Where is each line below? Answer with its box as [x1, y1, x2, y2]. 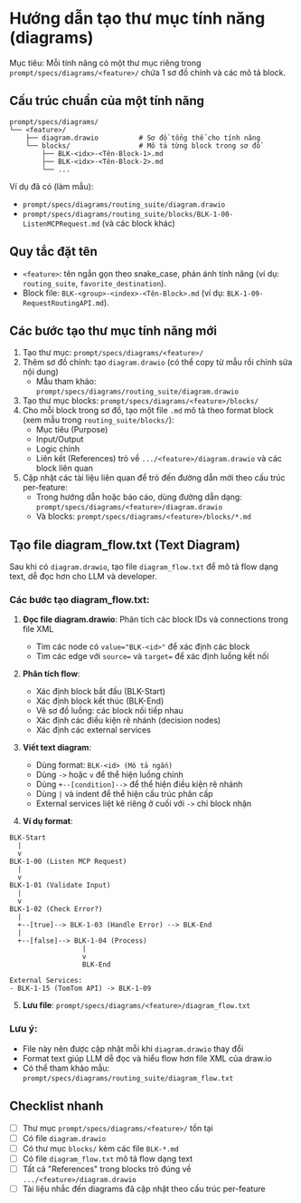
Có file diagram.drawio [22, 1132, 107, 1143]
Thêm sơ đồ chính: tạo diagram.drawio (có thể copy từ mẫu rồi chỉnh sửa [22, 357, 293, 368]
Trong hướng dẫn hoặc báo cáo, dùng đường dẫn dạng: [35, 491, 242, 502]
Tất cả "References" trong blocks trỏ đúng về [22, 1163, 192, 1174]
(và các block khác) [101, 218, 176, 228]
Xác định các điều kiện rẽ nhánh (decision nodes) [35, 715, 221, 726]
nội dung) [22, 366, 59, 377]
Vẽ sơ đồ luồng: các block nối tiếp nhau [35, 705, 183, 716]
